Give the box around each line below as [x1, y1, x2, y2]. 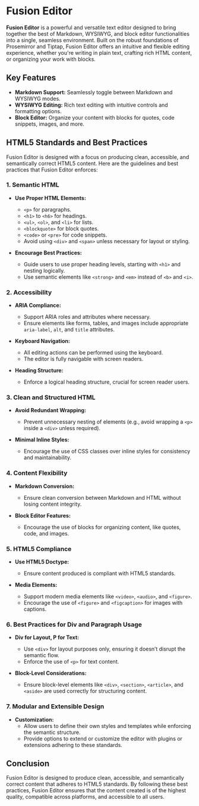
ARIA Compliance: [14, 302, 61, 309]
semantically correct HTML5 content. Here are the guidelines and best [6, 160, 179, 167]
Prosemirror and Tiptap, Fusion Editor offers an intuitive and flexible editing [6, 43, 190, 50]
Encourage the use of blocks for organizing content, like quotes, [23, 523, 181, 531]
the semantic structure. [23, 729, 81, 736]
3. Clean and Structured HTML [6, 393, 96, 402]
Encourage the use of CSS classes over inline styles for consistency [23, 448, 191, 455]
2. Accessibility [6, 288, 52, 296]
